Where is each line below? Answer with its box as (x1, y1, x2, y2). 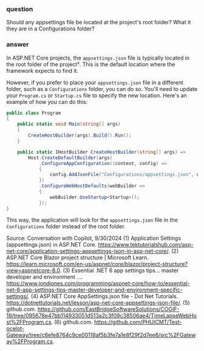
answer (6, 40, 29, 49)
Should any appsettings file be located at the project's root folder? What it (6, 19, 191, 26)
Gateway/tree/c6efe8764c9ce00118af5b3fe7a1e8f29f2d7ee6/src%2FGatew (6, 332, 196, 339)
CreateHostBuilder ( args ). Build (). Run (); (28, 132, 132, 138)
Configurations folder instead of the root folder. (6, 223, 126, 230)
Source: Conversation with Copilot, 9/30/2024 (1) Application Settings (6, 234, 181, 242)
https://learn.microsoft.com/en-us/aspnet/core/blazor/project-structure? (6, 261, 188, 268)
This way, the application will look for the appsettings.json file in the (6, 216, 178, 223)
